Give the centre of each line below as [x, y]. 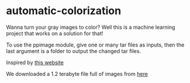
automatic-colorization [64, 11]
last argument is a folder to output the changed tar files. [74, 51]
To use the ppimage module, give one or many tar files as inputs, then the [95, 45]
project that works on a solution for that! [55, 33]
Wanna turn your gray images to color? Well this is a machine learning [91, 27]
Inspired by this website [35, 62]
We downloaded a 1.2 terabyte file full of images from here [77, 74]
